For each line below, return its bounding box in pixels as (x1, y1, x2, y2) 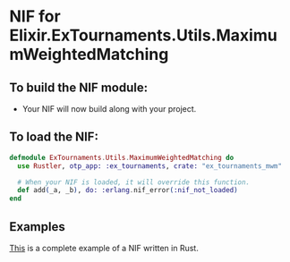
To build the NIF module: (9, 80, 149, 95)
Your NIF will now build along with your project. (21, 104, 197, 114)
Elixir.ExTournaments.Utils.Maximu (9, 25, 277, 46)
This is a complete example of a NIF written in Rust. (9, 243, 199, 253)
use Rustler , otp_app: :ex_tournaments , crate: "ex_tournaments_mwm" (17, 161, 282, 171)
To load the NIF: (9, 130, 98, 145)
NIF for (9, 6, 61, 27)
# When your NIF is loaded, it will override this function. (17, 177, 251, 187)
